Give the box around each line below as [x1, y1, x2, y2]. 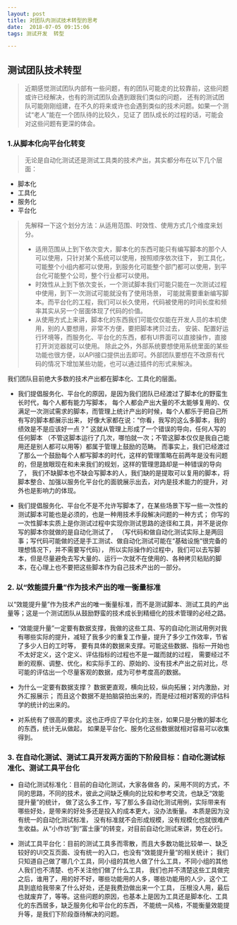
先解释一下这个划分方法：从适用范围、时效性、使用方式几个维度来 [24, 221, 217, 230]
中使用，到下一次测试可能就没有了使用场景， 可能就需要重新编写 [35, 289, 223, 298]
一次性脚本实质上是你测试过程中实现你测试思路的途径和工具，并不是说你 [17, 519, 228, 527]
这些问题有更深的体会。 [30, 119, 99, 128]
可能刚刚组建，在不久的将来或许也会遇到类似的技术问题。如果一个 [30, 102, 223, 110]
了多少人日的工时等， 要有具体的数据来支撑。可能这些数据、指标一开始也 [17, 641, 230, 649]
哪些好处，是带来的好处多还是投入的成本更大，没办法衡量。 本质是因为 [17, 807, 224, 815]
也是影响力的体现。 [23, 486, 80, 495]
